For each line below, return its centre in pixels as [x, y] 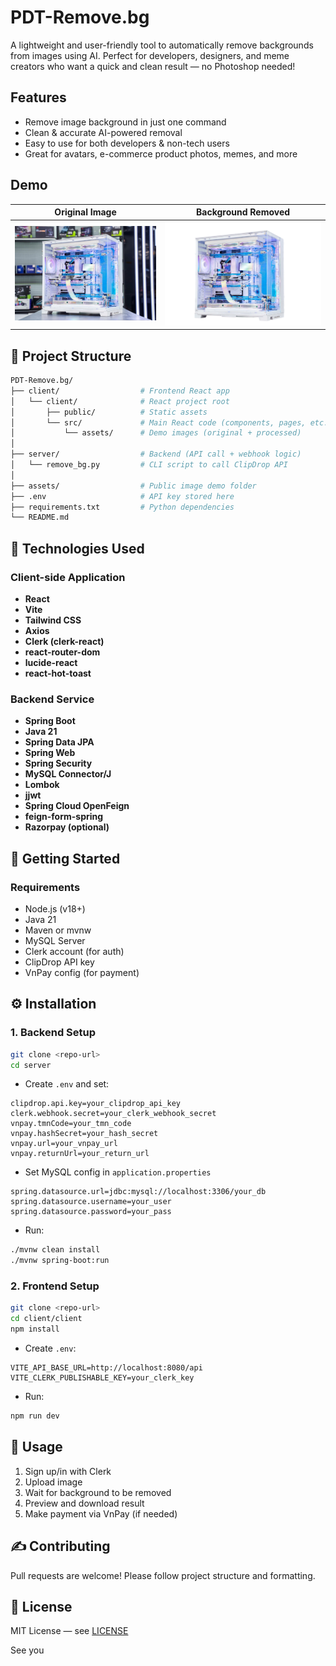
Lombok [42, 785]
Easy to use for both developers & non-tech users [127, 143]
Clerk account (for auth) [74, 951]
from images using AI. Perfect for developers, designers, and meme [150, 55]
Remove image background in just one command [125, 122]
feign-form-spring [64, 817]
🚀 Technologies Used [77, 548]
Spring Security [58, 763]
